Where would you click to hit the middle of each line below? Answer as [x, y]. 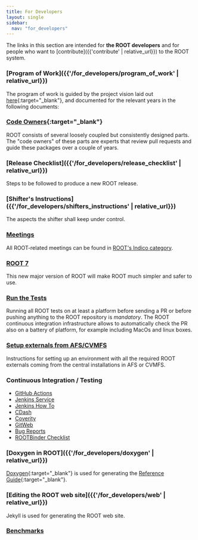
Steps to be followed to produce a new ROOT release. [72, 184]
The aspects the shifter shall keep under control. [66, 219]
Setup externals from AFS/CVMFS [57, 345]
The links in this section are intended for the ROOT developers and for [93, 45]
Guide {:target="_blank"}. [37, 480]
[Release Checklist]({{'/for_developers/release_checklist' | [94, 163]
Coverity [25, 418]
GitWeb [24, 424]
